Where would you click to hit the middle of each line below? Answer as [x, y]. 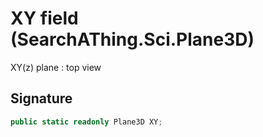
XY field [44, 18]
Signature [41, 98]
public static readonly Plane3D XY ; [86, 122]
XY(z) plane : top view [56, 67]
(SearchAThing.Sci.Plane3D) [132, 39]
